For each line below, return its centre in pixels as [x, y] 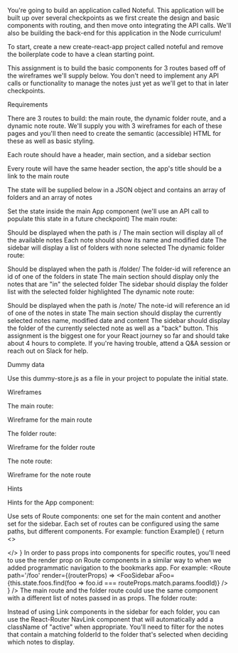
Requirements [28, 105]
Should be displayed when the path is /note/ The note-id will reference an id [119, 306]
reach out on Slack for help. [48, 351]
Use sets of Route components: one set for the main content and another [114, 516]
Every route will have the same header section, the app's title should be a [115, 169]
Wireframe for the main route [50, 420]
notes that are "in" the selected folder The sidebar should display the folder [118, 284]
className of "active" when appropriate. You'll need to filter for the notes [115, 627]
